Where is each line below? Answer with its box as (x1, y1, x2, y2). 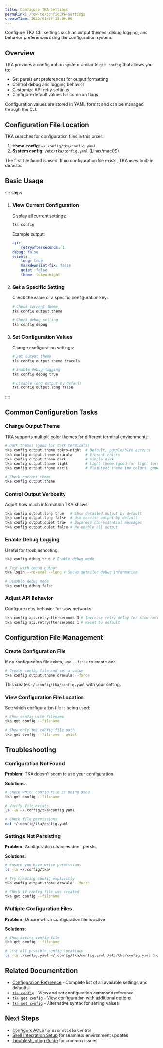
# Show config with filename (5, 714, 64, 719)
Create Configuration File (5, 648, 66, 655)
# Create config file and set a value (5, 668, 83, 673)
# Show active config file (5, 935, 60, 940)
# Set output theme (12, 354, 52, 359)
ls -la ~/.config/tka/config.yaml (5, 808, 75, 813)
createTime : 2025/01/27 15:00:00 (5, 16, 73, 21)
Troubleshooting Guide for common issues (12, 1037, 98, 1043)
